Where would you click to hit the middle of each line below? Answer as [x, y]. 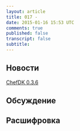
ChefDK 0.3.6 [22, 82]
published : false [27, 33]
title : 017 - [22, 17]
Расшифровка [33, 121]
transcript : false [28, 39]
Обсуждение [31, 101]
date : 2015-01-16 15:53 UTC [40, 22]
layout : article [26, 11]
